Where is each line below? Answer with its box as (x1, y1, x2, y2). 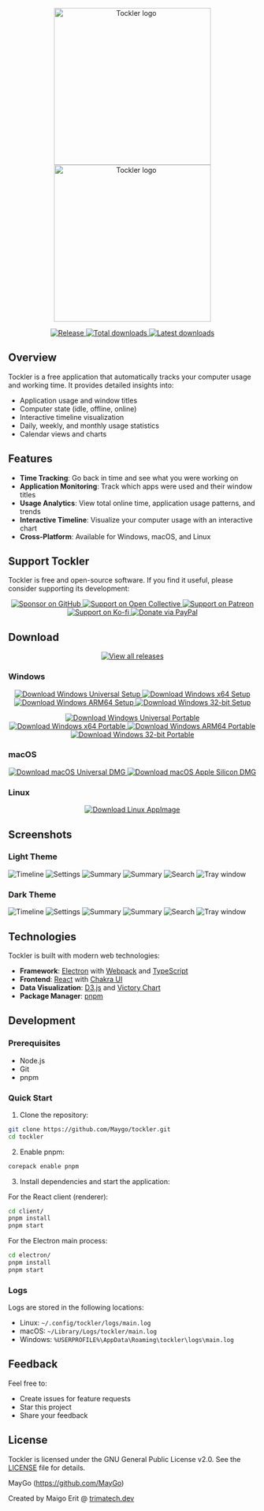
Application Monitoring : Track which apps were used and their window (19, 482, 253, 491)
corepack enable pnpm (8, 1162, 80, 1170)
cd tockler (8, 1133, 44, 1141)
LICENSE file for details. (8, 1463, 86, 1472)
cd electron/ (8, 1251, 51, 1259)
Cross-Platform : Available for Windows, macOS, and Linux (19, 531, 211, 541)
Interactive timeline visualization (19, 412, 125, 422)
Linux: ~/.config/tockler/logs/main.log (19, 1318, 151, 1328)
